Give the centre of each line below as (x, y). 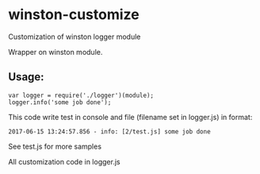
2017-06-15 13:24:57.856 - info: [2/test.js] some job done (110, 131)
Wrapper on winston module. (55, 52)
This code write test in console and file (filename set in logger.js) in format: (130, 117)
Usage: (27, 77)
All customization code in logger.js (64, 161)
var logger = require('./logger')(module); (81, 95)
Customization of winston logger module (75, 37)
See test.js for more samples (55, 146)
